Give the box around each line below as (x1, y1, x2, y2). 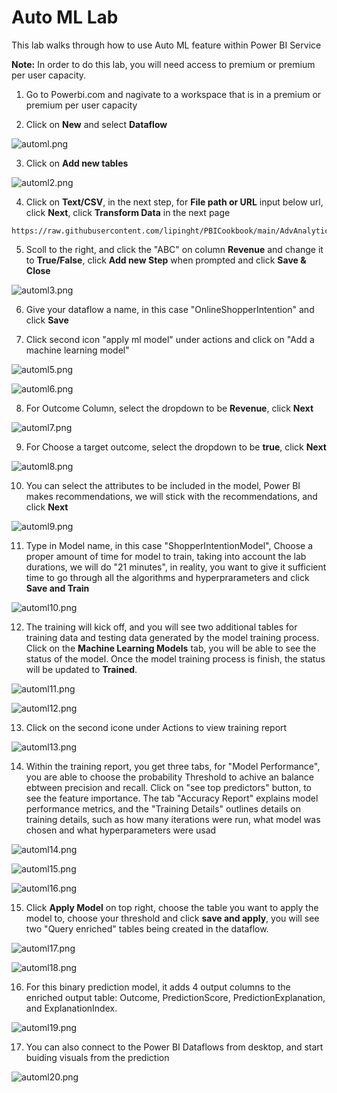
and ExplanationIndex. (25, 1002, 118, 1014)
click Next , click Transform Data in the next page (25, 206, 231, 218)
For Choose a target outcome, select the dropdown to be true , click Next (25, 441, 327, 453)
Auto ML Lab (11, 6, 119, 29)
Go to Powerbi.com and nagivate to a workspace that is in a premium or (25, 88, 322, 100)
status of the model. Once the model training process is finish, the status (25, 652, 326, 665)
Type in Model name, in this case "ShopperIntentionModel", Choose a (25, 539, 314, 551)
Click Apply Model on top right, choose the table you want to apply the (25, 901, 319, 913)
